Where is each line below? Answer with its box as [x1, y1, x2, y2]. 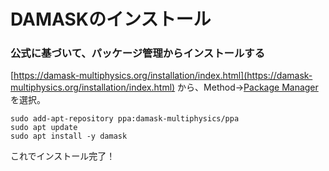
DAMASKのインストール [10, 8, 212, 31]
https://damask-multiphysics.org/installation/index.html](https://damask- [13, 70, 313, 82]
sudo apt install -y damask [10, 131, 128, 142]
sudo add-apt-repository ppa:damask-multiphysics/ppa [10, 114, 240, 124]
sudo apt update [10, 123, 78, 133]
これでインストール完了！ [10, 150, 116, 162]
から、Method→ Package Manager [177, 81, 319, 94]
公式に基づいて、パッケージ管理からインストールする [10, 46, 266, 60]
